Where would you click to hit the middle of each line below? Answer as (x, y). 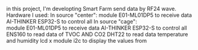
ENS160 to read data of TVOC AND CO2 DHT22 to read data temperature (97, 34)
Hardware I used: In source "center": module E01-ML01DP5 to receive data (99, 15)
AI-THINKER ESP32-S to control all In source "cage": (72, 21)
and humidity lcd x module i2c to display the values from (77, 41)
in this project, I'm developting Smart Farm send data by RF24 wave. (91, 9)
